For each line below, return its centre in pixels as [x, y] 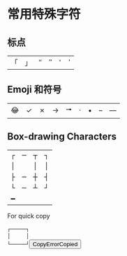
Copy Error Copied [55, 244]
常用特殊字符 [44, 14]
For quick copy [29, 216]
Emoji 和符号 [35, 90]
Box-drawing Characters [62, 137]
